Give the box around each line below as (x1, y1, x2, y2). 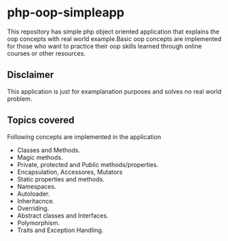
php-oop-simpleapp (7, 5, 125, 21)
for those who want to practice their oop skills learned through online (7, 42, 202, 50)
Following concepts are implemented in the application (7, 132, 162, 141)
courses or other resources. (7, 49, 86, 58)
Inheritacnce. (16, 196, 55, 205)
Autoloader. (16, 190, 50, 198)
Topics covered (7, 114, 75, 126)
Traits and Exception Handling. (16, 226, 104, 234)
